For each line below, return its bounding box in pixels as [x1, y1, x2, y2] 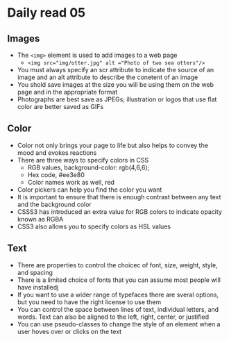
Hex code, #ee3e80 [27, 170, 85, 178]
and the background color [17, 200, 92, 208]
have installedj [17, 283, 59, 291]
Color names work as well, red [27, 178, 114, 186]
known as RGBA [17, 215, 64, 223]
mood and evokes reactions [17, 148, 97, 157]
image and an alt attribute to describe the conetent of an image [17, 73, 198, 81]
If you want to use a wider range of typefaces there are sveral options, [17, 290, 219, 299]
